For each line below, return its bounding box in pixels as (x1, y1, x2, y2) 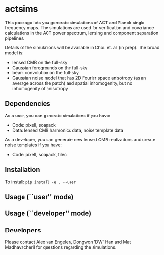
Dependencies (5, 99, 50, 108)
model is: (5, 50, 23, 56)
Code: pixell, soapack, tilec (12, 151, 67, 157)
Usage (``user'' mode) (5, 192, 74, 201)
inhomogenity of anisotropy (12, 85, 68, 91)
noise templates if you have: (5, 142, 62, 148)
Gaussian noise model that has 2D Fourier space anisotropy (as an (12, 75, 146, 81)
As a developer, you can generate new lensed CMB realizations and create (5, 137, 156, 142)
